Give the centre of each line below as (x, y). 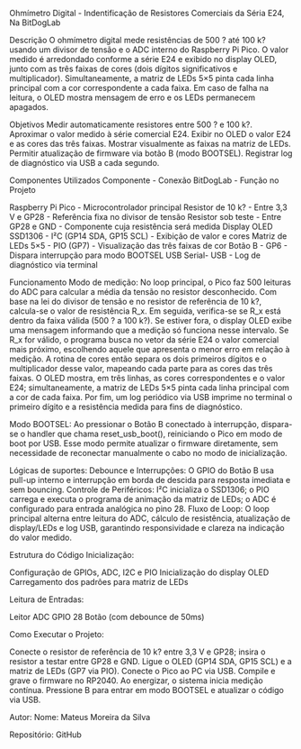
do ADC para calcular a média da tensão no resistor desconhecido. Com (143, 292)
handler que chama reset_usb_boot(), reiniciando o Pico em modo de (155, 434)
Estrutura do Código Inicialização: (72, 555)
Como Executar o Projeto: (57, 634)
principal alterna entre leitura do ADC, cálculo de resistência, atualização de (150, 518)
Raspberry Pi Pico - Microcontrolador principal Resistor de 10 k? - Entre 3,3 (148, 207)
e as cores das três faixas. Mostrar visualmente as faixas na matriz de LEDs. (150, 144)
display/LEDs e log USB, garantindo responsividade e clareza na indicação (147, 528)
